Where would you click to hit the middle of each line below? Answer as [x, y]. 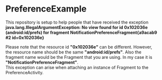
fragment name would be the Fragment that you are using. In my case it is [79, 57]
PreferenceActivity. [25, 72]
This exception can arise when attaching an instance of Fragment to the [77, 67]
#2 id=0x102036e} [25, 38]
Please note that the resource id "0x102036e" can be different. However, [79, 47]
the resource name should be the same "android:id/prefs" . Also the [74, 52]
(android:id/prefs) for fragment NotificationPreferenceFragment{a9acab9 [81, 32]
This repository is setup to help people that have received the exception [77, 22]
